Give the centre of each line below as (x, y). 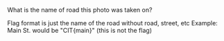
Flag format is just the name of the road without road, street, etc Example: (113, 23)
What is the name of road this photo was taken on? (80, 10)
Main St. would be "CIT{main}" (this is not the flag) (80, 30)
